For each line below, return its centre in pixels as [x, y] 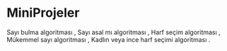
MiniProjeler [43, 13]
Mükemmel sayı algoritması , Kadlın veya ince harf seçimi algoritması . [109, 39]
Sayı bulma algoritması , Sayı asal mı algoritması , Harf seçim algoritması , [113, 32]
